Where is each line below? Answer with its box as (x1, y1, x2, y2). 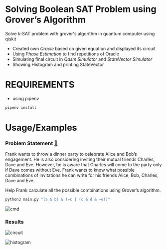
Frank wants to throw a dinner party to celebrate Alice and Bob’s (5, 151, 137, 157)
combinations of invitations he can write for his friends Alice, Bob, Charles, (5, 172, 159, 178)
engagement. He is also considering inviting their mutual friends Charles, (5, 156, 155, 163)
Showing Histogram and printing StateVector (12, 61, 104, 67)
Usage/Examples (5, 122, 77, 133)
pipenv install (5, 105, 37, 110)
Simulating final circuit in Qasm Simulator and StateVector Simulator (12, 56, 153, 62)
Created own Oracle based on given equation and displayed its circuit (12, 45, 156, 51)
